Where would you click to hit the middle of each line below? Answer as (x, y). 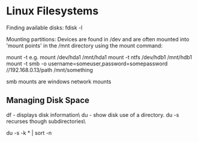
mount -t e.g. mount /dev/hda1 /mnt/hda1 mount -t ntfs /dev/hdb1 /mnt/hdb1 (99, 57)
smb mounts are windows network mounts (59, 81)
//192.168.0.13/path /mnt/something (49, 70)
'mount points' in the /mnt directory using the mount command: (85, 46)
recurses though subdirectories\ (46, 121)
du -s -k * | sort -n (29, 132)
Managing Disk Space (48, 100)
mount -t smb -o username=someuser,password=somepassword (87, 64)
